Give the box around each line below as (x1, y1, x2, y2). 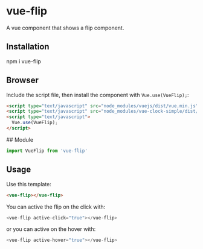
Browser (6, 75, 39, 86)
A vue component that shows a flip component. (6, 24, 124, 31)
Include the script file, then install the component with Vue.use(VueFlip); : (6, 91, 189, 98)
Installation (6, 42, 50, 52)
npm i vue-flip (6, 57, 41, 65)
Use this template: (6, 180, 51, 188)
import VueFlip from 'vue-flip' (6, 148, 88, 154)
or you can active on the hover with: (6, 225, 96, 233)
